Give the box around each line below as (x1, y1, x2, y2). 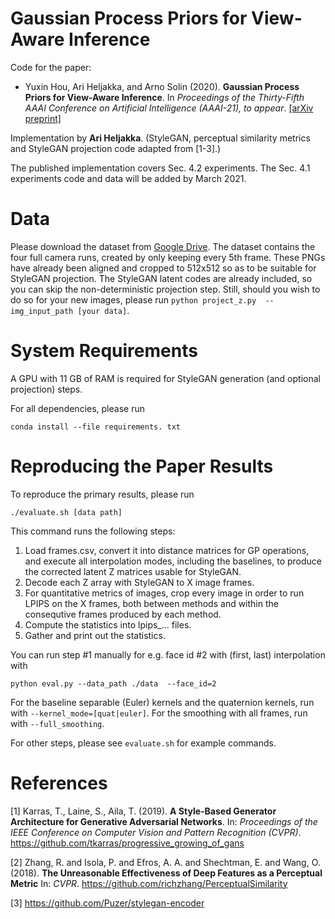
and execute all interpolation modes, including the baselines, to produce (24, 555, 323, 567)
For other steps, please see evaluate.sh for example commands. (10, 737, 277, 749)
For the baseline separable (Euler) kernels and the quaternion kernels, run (10, 696, 315, 708)
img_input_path (10, 306, 74, 316)
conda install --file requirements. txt (10, 422, 182, 432)
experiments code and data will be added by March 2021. (10, 172, 247, 184)
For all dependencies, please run (10, 402, 145, 414)
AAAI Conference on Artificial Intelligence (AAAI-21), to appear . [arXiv (24, 102, 314, 114)
